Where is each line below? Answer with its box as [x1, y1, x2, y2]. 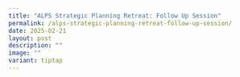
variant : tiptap [8, 57, 63, 65]
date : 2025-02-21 [8, 26, 67, 34]
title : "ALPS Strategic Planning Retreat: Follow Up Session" [8, 11, 221, 20]
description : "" [8, 42, 63, 50]
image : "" [8, 49, 42, 57]
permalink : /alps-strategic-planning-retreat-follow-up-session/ [8, 19, 232, 27]
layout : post [8, 34, 52, 43]
